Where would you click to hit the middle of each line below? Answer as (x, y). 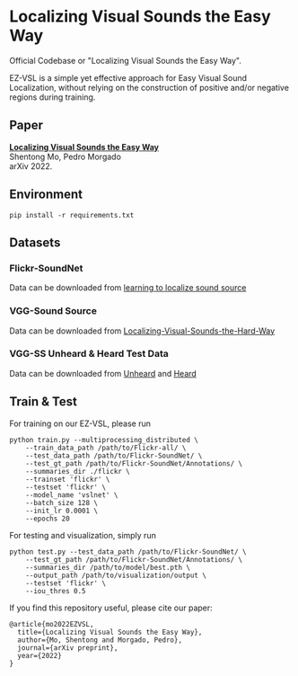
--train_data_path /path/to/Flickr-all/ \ (106, 448)
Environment (46, 195)
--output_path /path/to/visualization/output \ (116, 575)
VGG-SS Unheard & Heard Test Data (89, 354)
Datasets (35, 242)
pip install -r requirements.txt (72, 215)
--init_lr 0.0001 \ (62, 511)
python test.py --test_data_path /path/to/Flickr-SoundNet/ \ (128, 551)
